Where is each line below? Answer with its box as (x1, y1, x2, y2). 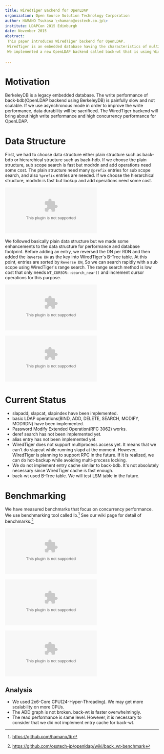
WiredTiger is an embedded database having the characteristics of (7, 44, 147, 49)
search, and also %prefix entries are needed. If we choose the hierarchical (5, 172, 155, 178)
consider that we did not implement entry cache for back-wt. (12, 720, 135, 726)
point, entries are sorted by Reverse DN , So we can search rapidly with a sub (5, 259, 158, 265)
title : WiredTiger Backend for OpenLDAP (5, 8, 89, 13)
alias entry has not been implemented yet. (12, 437, 97, 442)
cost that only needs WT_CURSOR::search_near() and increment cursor (5, 269, 144, 275)
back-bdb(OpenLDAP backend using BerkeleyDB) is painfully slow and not (5, 97, 155, 103)
